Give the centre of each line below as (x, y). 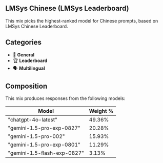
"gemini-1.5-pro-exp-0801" (44, 145)
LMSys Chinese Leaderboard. (37, 26)
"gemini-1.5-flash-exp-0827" (46, 153)
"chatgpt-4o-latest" (33, 120)
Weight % (101, 111)
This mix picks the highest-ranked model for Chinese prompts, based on (82, 21)
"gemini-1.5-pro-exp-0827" (44, 128)
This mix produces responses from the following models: (65, 98)
